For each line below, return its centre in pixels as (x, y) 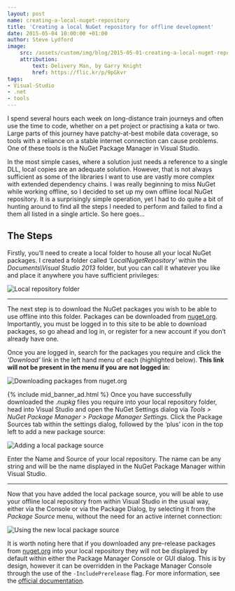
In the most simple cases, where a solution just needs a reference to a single (117, 162)
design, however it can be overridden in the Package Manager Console (109, 566)
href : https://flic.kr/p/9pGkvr (80, 72)
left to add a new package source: (56, 431)
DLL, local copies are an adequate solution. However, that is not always (110, 169)
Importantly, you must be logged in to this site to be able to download (107, 324)
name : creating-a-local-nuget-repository (69, 20)
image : (17, 46)
